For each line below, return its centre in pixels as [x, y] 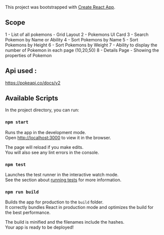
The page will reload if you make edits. [44, 147]
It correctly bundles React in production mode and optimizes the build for [79, 207]
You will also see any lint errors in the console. [52, 152]
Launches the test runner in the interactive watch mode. [62, 175]
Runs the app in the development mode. [46, 132]
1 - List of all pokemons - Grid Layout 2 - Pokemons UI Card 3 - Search [77, 34]
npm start [17, 122]
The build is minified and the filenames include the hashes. [65, 222]
